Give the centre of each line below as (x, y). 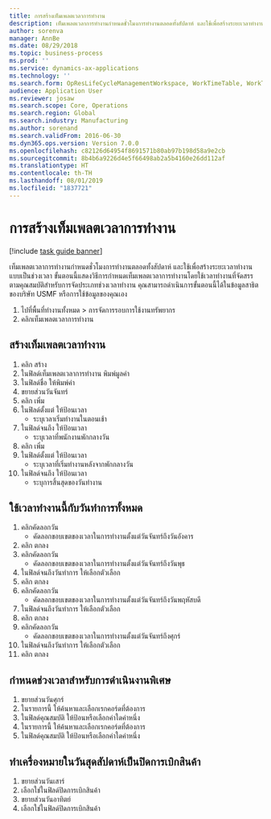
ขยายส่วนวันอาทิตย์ (46, 799)
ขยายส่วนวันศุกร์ (42, 700)
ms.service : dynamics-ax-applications (74, 69)
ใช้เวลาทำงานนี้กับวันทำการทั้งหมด (76, 507)
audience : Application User (56, 91)
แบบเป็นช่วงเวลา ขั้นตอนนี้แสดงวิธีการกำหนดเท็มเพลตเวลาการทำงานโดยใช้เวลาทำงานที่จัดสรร (131, 276)
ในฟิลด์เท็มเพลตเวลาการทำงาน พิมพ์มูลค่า (75, 373)
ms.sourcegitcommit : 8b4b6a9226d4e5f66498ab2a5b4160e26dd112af (117, 158)
